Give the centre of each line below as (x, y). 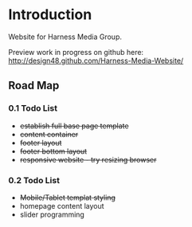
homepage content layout (62, 205)
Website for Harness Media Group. (65, 37)
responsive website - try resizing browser (88, 159)
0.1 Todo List (33, 108)
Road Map (34, 86)
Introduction (50, 15)
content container (49, 134)
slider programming (52, 214)
